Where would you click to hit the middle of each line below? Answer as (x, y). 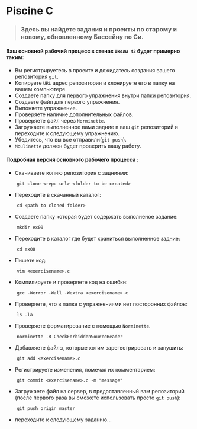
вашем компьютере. (41, 89)
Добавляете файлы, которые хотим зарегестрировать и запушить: (99, 347)
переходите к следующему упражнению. (67, 133)
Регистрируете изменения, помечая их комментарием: (85, 369)
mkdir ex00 (30, 227)
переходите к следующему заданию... (63, 420)
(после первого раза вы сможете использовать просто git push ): (98, 398)
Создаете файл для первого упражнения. (67, 102)
